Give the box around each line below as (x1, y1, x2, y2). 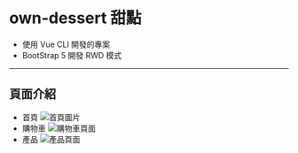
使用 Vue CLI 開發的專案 (21, 39, 111, 50)
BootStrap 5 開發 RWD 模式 (21, 50, 122, 60)
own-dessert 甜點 (9, 8, 142, 28)
